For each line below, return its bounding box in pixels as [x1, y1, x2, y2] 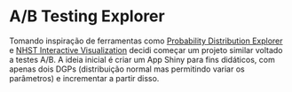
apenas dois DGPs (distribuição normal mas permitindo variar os [9, 64, 246, 74]
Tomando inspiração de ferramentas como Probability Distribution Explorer [9, 35, 283, 46]
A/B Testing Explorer [9, 6, 166, 27]
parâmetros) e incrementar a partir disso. [9, 73, 160, 83]
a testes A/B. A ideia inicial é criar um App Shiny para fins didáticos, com [9, 54, 275, 65]
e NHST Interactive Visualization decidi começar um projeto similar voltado [9, 44, 283, 55]
